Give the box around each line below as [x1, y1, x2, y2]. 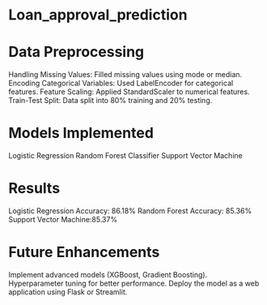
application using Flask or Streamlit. [8, 286, 128, 297]
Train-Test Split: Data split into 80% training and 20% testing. [8, 96, 213, 105]
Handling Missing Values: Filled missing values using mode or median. [8, 70, 243, 79]
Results [8, 179, 61, 198]
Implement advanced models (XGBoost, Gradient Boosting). [8, 269, 208, 279]
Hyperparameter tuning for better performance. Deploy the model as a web [8, 278, 260, 288]
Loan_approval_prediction [8, 6, 188, 24]
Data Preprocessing [8, 43, 145, 62]
